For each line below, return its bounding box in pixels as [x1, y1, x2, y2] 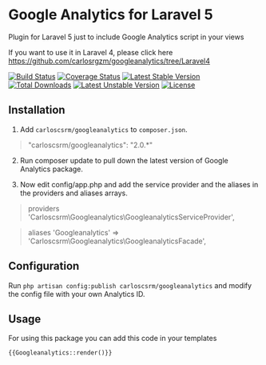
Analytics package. [19, 164, 84, 174]
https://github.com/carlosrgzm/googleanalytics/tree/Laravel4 [8, 56, 210, 66]
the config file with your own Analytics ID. [8, 289, 145, 299]
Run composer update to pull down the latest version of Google [19, 155, 229, 165]
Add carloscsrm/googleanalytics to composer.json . [19, 124, 188, 134]
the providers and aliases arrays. [19, 188, 128, 198]
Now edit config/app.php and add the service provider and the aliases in [19, 179, 259, 189]
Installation [8, 103, 66, 117]
